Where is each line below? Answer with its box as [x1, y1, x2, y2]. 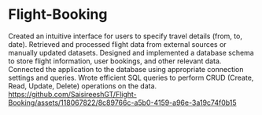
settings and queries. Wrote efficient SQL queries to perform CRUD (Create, [8, 73, 254, 82]
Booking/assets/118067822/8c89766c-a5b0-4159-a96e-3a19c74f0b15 [8, 98, 238, 107]
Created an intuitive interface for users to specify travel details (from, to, [8, 31, 242, 41]
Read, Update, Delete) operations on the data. [8, 81, 157, 91]
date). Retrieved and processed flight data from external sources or [8, 39, 227, 49]
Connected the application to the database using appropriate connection [8, 64, 244, 74]
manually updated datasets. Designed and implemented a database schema [8, 48, 254, 57]
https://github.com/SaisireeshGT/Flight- [8, 89, 138, 99]
